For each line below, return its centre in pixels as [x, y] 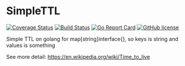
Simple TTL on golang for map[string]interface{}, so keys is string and [92, 39]
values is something [31, 45]
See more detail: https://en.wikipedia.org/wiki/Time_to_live [78, 56]
